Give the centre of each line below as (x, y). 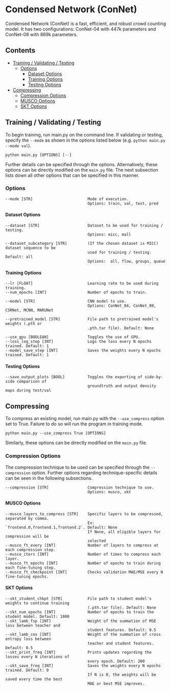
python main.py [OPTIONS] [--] (39, 155)
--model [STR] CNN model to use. (66, 302)
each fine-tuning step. (31, 568)
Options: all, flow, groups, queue (127, 262)
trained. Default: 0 (27, 670)
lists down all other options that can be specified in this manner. (72, 175)
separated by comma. (27, 518)
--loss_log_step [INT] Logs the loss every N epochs (79, 342)
